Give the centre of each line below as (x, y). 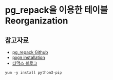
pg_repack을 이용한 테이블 (56, 10)
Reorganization (37, 21)
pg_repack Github (30, 52)
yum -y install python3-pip (34, 73)
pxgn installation (28, 57)
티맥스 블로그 (25, 63)
